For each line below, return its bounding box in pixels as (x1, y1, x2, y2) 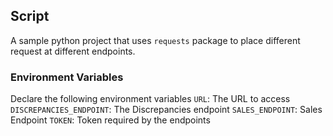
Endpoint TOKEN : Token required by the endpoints (10, 114, 211, 126)
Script (10, 8, 50, 25)
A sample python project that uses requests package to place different (10, 34, 301, 46)
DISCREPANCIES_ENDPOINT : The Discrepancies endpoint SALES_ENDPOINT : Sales (10, 104, 323, 116)
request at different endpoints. (10, 45, 136, 57)
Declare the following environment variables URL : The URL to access (10, 93, 291, 105)
